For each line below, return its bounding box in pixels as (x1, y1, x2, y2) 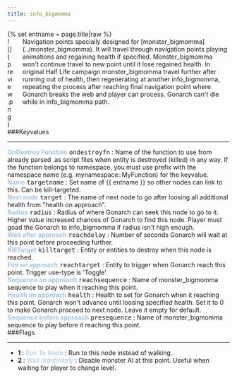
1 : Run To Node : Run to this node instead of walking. (17, 348, 173, 357)
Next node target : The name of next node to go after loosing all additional (7, 192, 229, 202)
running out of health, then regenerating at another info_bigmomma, (22, 75, 221, 83)
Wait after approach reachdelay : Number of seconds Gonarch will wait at (7, 231, 228, 239)
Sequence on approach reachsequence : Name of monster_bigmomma (7, 275, 219, 284)
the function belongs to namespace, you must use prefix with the (7, 163, 197, 171)
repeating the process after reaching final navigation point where (22, 82, 212, 91)
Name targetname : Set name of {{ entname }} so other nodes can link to (7, 177, 223, 186)
